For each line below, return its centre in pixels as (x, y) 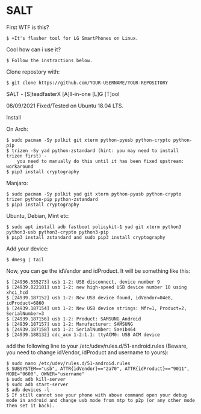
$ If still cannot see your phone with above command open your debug (97, 395)
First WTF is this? (28, 27)
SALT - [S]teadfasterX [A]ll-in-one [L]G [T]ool (63, 94)
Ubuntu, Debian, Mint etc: (38, 215)
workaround (20, 167)
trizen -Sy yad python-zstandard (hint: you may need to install (95, 151)
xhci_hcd (17, 292)
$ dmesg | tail (25, 260)
